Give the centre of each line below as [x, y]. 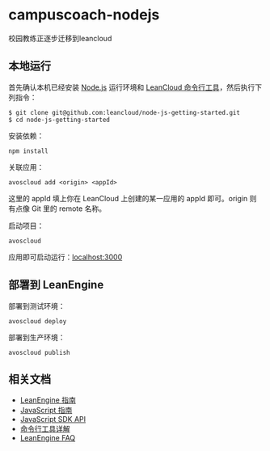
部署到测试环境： [37, 306]
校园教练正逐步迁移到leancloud [60, 38]
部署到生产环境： [37, 337]
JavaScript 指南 [46, 411]
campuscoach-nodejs [84, 15]
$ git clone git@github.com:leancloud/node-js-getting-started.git [124, 112]
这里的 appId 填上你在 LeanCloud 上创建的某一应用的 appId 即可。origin [128, 198]
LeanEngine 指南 [48, 400]
